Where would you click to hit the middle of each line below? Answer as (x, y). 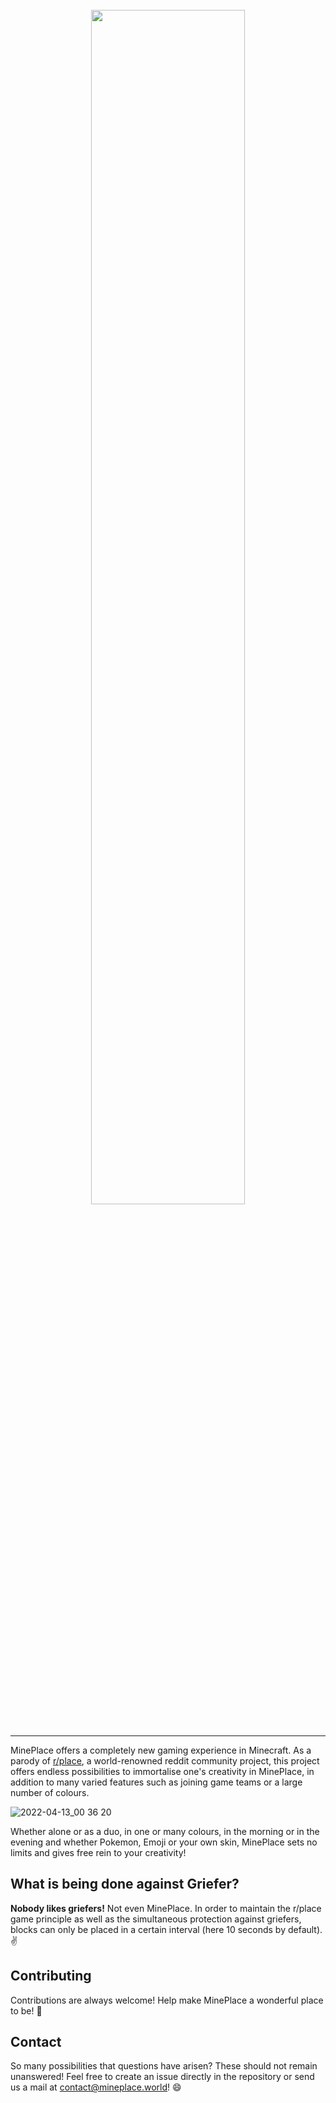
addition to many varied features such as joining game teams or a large (156, 1782)
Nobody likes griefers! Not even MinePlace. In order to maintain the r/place (166, 1908)
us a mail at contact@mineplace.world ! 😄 (96, 2087)
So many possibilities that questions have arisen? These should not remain (164, 2066)
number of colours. (50, 1792)
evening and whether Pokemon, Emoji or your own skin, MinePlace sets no (164, 1842)
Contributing (51, 1976)
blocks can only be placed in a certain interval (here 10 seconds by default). (166, 1929)
